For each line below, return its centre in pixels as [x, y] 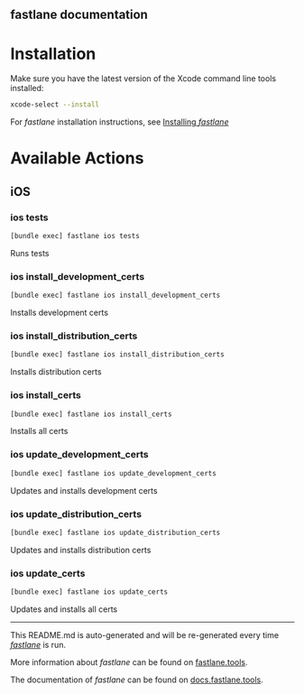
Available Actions [77, 158]
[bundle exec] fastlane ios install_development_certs [115, 296]
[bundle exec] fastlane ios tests [75, 236]
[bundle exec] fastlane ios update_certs [89, 592]
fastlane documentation [79, 15]
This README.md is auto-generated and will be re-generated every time [144, 634]
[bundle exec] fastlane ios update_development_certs [114, 473]
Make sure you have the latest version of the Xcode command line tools [143, 79]
